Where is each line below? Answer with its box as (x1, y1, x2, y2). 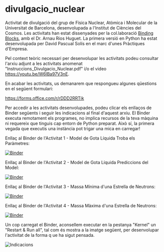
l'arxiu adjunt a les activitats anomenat (5, 60, 83, 66)
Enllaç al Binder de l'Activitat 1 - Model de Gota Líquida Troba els (5, 135, 136, 141)
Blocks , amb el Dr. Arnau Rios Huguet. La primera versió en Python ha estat (5, 35, 158, 41)
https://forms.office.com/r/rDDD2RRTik (5, 95, 84, 101)
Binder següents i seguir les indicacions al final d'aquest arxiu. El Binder (5, 110, 150, 116)
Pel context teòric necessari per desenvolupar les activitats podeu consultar (5, 55, 159, 61)
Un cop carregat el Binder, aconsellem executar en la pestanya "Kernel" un (5, 222, 156, 227)
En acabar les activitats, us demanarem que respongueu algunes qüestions (5, 80, 157, 86)
